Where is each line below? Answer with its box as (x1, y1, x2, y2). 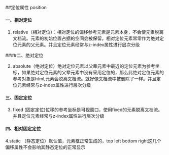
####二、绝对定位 (5, 53, 44, 59)
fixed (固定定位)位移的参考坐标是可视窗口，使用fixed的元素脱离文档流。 (12, 107, 163, 113)
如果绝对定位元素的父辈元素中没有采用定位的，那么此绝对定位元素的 (21, 70, 164, 76)
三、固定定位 (5, 94, 32, 100)
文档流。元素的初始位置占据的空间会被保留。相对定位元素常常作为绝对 (12, 35, 160, 41)
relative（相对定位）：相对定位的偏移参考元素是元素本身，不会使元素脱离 (12, 29, 164, 35)
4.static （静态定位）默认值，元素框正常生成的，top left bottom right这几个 (5, 138, 161, 144)
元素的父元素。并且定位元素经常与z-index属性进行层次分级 (17, 42, 140, 48)
